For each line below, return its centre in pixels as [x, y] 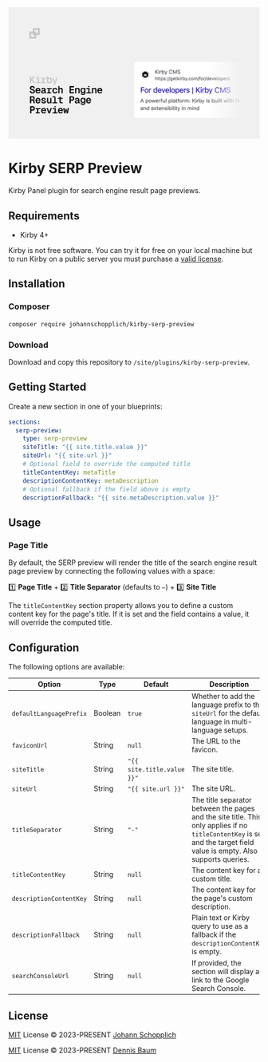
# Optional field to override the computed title [107, 464]
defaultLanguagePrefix [49, 713]
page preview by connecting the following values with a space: [112, 571]
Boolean [107, 713]
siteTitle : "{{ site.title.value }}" [85, 447]
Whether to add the [223, 696]
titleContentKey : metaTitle [69, 472]
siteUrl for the [216, 713]
